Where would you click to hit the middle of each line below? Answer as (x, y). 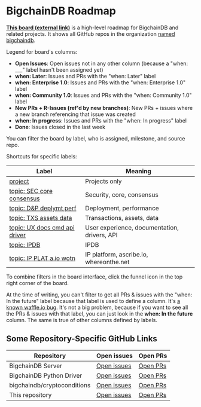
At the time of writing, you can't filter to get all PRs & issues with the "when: (99, 295)
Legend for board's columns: (42, 51)
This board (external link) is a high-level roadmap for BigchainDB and (92, 27)
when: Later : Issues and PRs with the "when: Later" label (85, 76)
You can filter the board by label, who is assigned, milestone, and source (96, 138)
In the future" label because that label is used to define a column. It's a (93, 301)
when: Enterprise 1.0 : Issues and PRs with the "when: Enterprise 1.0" (100, 82)
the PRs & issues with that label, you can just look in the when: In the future (100, 313)
